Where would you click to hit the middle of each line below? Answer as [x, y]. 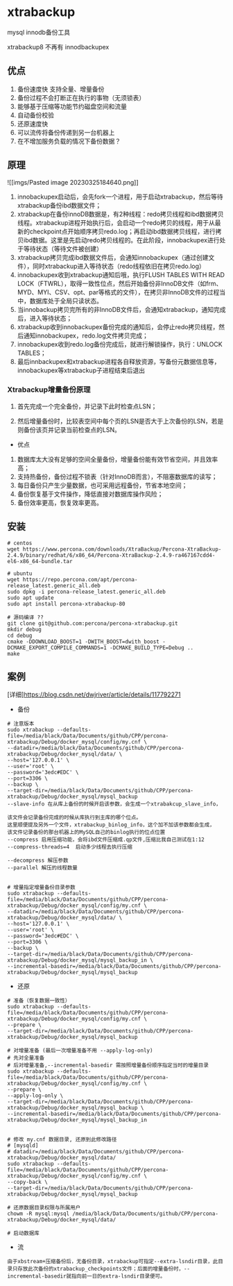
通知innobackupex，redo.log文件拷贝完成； [86, 335]
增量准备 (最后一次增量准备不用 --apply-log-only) [86, 1051]
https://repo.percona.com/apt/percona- [80, 579]
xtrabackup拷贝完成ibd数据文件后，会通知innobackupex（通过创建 [113, 257]
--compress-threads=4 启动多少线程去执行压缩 [70, 847]
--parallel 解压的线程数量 [42, 868]
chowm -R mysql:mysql [38, 1214]
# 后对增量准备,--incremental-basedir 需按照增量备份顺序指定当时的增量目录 [108, 1066]
